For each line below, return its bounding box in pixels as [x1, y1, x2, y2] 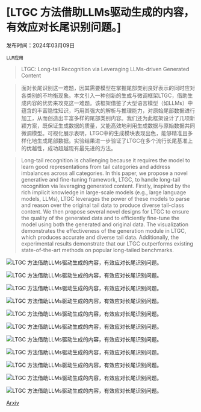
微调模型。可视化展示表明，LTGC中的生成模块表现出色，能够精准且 [20, 129, 188, 136]
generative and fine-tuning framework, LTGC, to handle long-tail [20, 176, 181, 183]
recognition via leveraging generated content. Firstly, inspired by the [20, 182, 191, 189]
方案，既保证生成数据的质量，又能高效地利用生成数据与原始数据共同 [26, 122, 196, 129]
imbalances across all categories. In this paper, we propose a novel [20, 170, 188, 177]
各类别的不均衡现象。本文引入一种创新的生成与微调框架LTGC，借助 [20, 92, 188, 99]
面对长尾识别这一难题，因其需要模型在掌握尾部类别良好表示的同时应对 [20, 84, 196, 91]
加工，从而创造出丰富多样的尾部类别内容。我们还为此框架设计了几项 [20, 114, 190, 121]
